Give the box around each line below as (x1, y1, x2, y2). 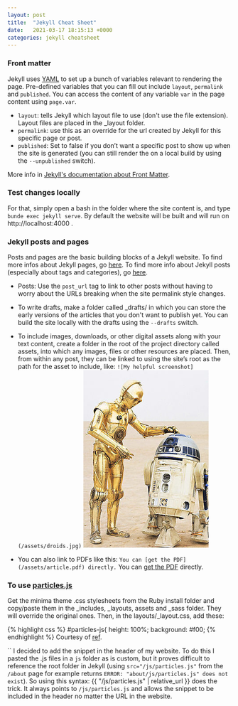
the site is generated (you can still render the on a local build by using (17, 149, 222, 157)
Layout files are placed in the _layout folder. (17, 118, 146, 127)
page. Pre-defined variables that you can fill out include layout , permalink (7, 82, 224, 90)
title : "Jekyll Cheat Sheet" (7, 18, 97, 26)
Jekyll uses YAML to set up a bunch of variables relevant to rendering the (7, 75, 222, 83)
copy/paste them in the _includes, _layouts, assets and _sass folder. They (7, 604, 222, 613)
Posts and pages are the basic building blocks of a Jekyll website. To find (7, 253, 222, 262)
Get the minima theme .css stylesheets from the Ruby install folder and (7, 597, 215, 605)
